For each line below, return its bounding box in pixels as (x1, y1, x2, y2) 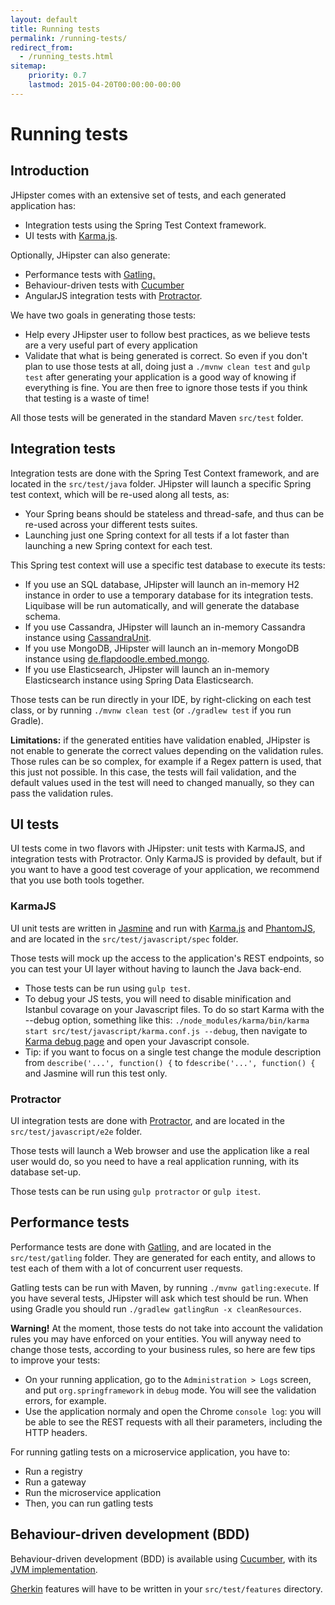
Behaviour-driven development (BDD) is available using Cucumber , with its (10, 1552, 318, 1565)
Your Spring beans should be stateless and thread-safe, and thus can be (24, 507, 325, 520)
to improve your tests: (10, 1354, 101, 1366)
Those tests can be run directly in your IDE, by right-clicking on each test (10, 693, 312, 705)
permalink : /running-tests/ (10, 33, 128, 43)
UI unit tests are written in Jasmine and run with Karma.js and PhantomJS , (10, 922, 316, 934)
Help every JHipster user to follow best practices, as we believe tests (24, 328, 311, 340)
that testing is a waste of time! (24, 392, 150, 404)
